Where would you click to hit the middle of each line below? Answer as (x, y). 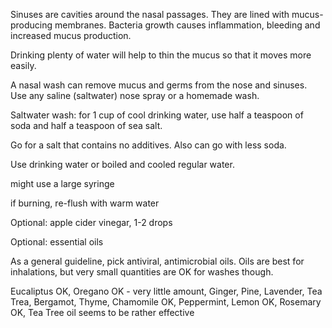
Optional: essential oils (57, 242)
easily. (23, 65)
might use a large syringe (62, 183)
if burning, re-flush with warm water (85, 203)
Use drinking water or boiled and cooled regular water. (122, 164)
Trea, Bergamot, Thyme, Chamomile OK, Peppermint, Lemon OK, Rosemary (166, 302)
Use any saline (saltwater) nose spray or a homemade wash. (135, 95)
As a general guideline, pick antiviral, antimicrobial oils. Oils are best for (157, 261)
